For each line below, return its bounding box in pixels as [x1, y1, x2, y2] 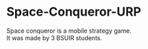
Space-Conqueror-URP [6, 4, 142, 20]
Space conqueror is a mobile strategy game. [6, 27, 132, 35]
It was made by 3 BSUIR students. [6, 33, 103, 42]
